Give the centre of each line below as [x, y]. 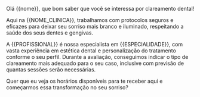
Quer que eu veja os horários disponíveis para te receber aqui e [84, 81]
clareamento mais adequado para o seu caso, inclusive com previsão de [95, 63]
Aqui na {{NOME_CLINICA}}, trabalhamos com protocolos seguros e [90, 20]
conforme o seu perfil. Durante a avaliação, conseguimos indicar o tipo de [97, 57]
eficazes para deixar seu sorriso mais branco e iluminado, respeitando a [95, 26]
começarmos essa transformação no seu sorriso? [67, 87]
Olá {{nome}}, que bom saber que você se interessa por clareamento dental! [100, 9]
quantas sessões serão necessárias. [51, 70]
